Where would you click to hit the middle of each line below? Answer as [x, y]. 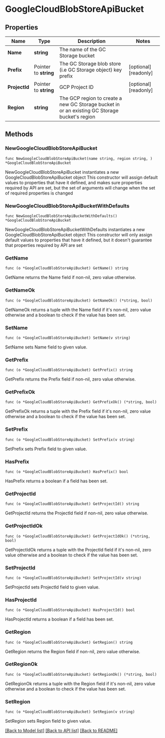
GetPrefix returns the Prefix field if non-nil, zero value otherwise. [70, 379]
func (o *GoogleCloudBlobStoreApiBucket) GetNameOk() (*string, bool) [79, 300]
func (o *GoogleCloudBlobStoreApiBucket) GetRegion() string [69, 642]
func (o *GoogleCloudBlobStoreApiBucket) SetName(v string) [68, 338]
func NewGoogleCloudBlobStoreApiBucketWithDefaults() [61, 216]
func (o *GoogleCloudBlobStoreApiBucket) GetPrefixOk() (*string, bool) [81, 402]
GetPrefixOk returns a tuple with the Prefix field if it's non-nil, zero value [78, 411]
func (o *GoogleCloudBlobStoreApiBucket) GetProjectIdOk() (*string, [78, 536]
